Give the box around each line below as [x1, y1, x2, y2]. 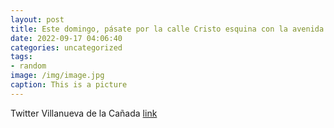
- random [10, 61, 47, 71]
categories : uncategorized [10, 42, 123, 53]
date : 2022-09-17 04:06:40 [10, 33, 123, 43]
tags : [10, 52, 33, 62]
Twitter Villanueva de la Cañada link [10, 107, 158, 119]
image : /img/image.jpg [10, 71, 105, 81]
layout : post [10, 14, 65, 25]
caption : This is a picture [10, 80, 128, 90]
